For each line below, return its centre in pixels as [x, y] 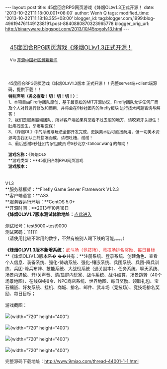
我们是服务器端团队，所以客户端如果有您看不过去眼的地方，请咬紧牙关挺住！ [87, 120]
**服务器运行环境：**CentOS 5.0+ [40, 202]
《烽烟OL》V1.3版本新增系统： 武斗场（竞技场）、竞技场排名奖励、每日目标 [80, 250]
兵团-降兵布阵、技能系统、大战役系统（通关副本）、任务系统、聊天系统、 [88, 268]
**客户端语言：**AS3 [27, 195]
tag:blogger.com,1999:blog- [127, 18]
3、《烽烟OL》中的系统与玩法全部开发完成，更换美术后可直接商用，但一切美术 [82, 132]
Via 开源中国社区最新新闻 [34, 60]
